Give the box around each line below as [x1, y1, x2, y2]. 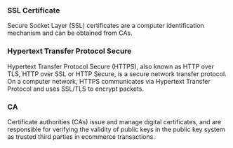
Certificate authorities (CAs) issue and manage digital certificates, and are [7, 117, 222, 126]
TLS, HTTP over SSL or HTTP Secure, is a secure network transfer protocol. [7, 69, 227, 78]
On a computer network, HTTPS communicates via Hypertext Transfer [7, 77, 211, 85]
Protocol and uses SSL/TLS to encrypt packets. [7, 84, 145, 93]
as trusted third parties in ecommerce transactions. [7, 132, 156, 141]
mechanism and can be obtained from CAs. [7, 29, 133, 37]
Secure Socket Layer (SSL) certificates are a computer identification [7, 22, 205, 30]
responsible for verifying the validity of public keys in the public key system [7, 125, 226, 133]
